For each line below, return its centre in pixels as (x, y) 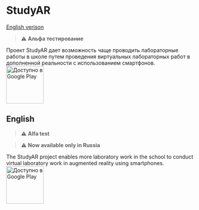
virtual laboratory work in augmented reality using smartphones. (85, 163)
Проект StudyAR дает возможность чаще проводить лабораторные (92, 50)
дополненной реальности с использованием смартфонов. (81, 63)
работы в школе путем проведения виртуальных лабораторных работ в (98, 56)
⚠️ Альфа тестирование (52, 38)
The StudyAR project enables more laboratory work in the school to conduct (100, 157)
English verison (25, 27)
